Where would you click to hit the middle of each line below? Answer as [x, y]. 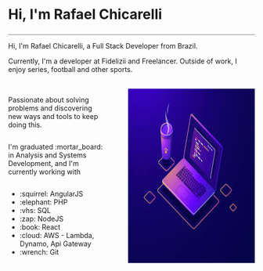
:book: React [40, 227]
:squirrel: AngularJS [51, 193]
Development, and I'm [44, 163]
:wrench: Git [39, 251]
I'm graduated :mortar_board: [56, 146]
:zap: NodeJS [41, 219]
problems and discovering [50, 108]
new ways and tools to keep [53, 116]
